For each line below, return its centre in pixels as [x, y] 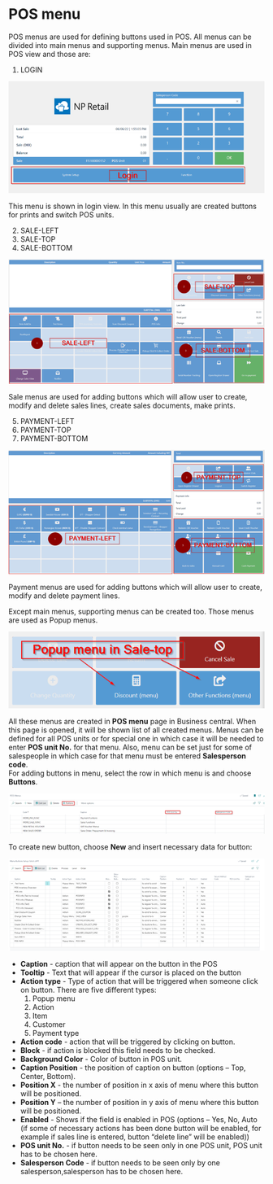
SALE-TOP [38, 239]
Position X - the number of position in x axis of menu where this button [139, 1085]
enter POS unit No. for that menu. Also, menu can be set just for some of [130, 747]
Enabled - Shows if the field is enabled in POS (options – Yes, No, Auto [139, 1120]
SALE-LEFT [39, 230]
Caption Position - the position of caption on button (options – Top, [133, 1068]
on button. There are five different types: [88, 990]
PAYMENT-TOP [45, 430]
